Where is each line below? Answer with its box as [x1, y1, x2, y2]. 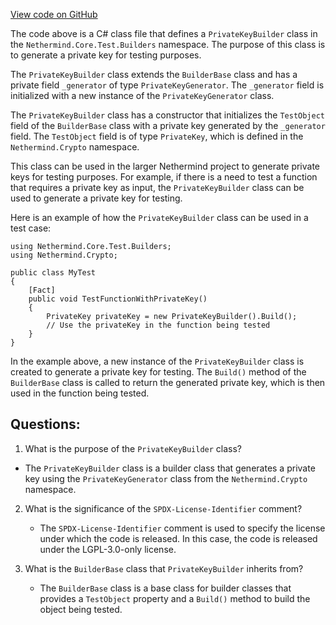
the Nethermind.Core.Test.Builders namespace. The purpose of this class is [10, 39, 326, 50]
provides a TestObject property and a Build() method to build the [39, 592, 311, 604]
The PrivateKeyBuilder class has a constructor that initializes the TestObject [10, 109, 325, 121]
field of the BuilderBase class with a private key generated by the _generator [10, 120, 326, 131]
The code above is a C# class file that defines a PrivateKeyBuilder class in [10, 28, 318, 39]
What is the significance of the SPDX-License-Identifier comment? [24, 502, 303, 514]
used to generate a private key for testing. [10, 192, 183, 204]
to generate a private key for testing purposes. [10, 49, 202, 61]
